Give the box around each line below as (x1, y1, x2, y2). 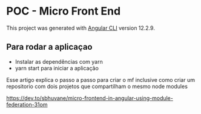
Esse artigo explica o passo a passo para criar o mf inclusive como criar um (6, 76, 196, 83)
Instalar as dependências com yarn (15, 58, 103, 65)
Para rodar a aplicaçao (6, 42, 93, 52)
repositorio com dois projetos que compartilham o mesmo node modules (6, 82, 188, 90)
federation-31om (6, 101, 48, 108)
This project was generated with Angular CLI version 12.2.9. (6, 24, 156, 32)
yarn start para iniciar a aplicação (15, 64, 99, 72)
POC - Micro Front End (6, 4, 121, 18)
